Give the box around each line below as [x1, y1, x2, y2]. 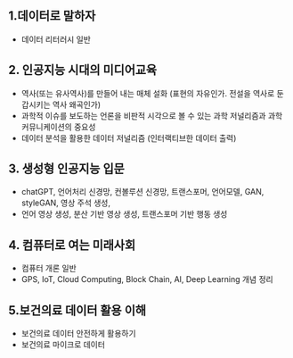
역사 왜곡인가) [52, 99, 102, 110]
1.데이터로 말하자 [8, 8, 96, 24]
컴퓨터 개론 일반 [20, 262, 77, 274]
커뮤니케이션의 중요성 [20, 121, 96, 132]
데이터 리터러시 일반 [20, 34, 91, 45]
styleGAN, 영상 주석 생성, [20, 197, 111, 208]
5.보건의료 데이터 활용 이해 [8, 303, 147, 318]
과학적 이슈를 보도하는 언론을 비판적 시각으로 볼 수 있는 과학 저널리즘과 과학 [20, 110, 283, 121]
